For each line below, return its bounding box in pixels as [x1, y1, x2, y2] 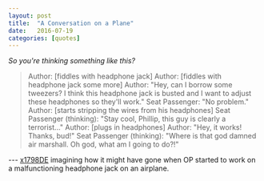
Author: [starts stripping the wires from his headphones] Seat [27, 106, 230, 115]
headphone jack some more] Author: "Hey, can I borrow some [27, 80, 233, 90]
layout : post [8, 11, 52, 20]
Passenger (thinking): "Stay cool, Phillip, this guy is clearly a [27, 114, 226, 124]
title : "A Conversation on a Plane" [8, 19, 134, 27]
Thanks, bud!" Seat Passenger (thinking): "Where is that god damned [27, 131, 257, 141]
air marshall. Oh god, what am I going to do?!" [27, 139, 179, 149]
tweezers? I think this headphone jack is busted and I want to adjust [27, 89, 252, 99]
